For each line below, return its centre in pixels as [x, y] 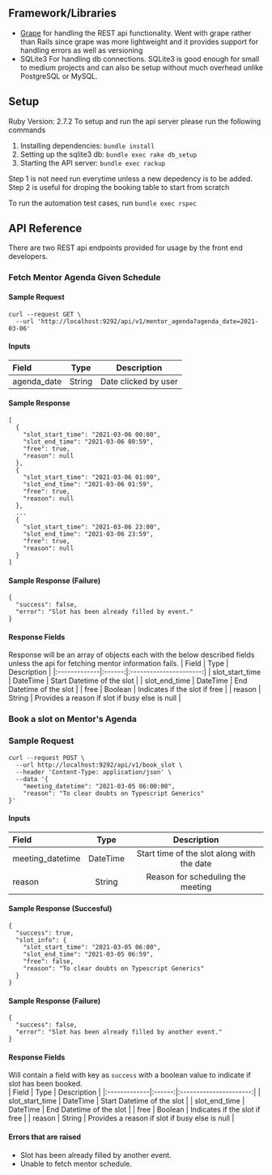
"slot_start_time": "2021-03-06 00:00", [92, 434]
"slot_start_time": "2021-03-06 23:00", [92, 527]
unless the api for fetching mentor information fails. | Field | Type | [119, 663]
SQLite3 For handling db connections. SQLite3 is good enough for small [140, 58]
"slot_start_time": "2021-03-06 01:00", [92, 477]
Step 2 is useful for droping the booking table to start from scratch [119, 187]
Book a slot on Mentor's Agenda [73, 719]
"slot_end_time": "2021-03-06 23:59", [88, 534]
